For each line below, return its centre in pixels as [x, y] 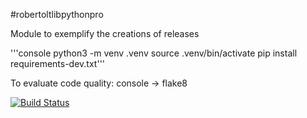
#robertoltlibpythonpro [57, 14]
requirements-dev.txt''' [58, 63]
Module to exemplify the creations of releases [105, 33]
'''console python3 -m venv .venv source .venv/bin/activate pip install [154, 53]
